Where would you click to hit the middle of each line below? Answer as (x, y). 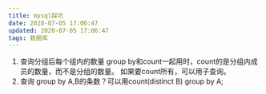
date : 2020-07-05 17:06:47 (53, 23)
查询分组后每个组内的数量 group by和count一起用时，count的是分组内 (135, 61)
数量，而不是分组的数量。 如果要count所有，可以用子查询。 (132, 72)
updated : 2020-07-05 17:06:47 (59, 30)
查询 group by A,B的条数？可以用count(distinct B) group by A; (122, 81)
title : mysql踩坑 (36, 16)
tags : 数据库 (28, 38)
